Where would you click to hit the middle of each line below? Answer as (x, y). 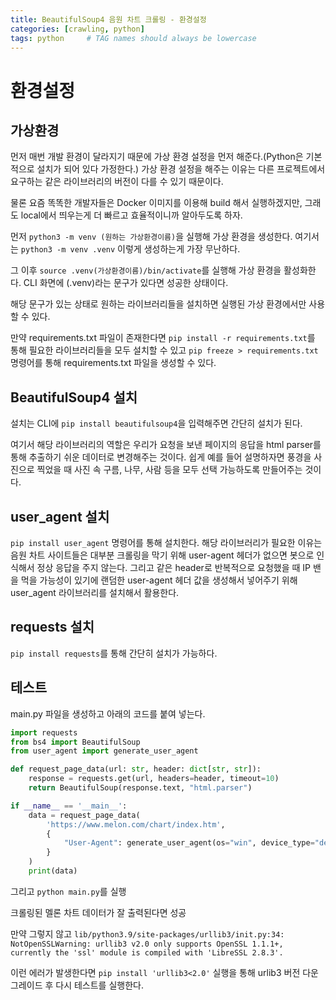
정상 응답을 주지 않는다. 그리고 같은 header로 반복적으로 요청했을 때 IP (174, 567)
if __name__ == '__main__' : (69, 806)
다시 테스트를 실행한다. (99, 985)
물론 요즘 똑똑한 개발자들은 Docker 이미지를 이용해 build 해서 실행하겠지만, (156, 203)
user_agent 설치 (60, 516)
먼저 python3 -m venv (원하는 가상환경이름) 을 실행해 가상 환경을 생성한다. (151, 237)
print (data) (53, 871)
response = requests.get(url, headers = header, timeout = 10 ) (154, 779)
